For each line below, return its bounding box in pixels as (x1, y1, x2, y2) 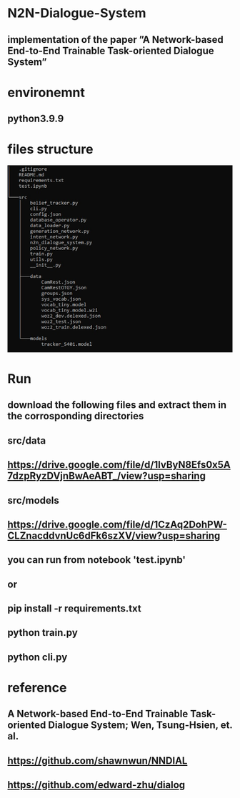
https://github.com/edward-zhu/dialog (7, 779, 186, 791)
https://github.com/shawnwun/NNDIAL (7, 754, 188, 767)
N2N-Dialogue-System (7, 5, 146, 21)
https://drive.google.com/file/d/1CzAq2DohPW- (7, 518, 227, 530)
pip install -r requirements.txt (7, 602, 141, 615)
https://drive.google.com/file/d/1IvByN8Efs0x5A (7, 459, 231, 471)
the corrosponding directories (7, 410, 144, 422)
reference (7, 680, 67, 696)
